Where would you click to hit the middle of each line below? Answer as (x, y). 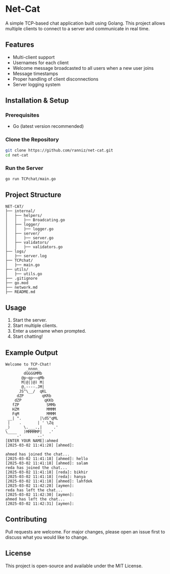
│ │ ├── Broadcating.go (35, 220)
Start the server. (30, 320)
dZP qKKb (34, 400)
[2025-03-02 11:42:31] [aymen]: (40, 504)
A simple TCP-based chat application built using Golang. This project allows (85, 23)
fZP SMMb (34, 405)
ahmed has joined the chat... (38, 454)
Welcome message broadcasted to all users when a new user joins (83, 68)
